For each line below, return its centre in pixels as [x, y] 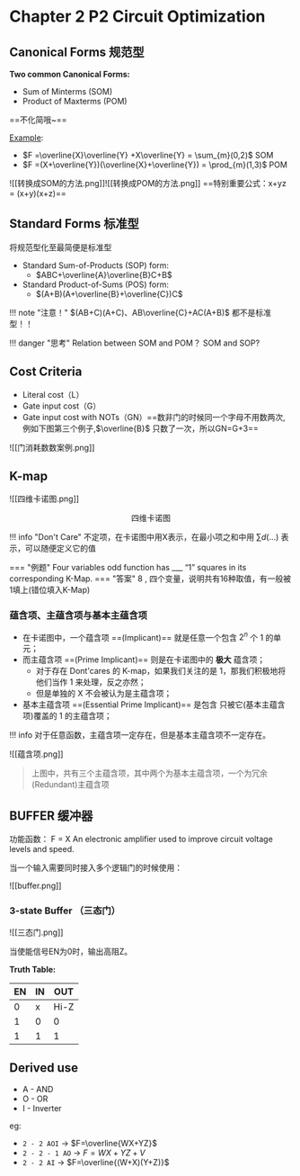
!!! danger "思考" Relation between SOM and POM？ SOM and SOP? [135, 343]
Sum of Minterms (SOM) [67, 91]
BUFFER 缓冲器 [51, 816]
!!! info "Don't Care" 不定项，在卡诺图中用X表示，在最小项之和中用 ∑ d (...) [144, 537]
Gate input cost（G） [62, 406]
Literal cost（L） [53, 394]
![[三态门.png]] [36, 932]
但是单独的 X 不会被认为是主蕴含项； [104, 694]
